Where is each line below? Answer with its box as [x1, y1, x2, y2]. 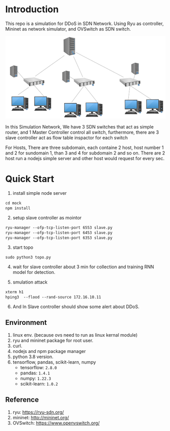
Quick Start [5, 173, 54, 185]
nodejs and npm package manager [12, 348, 86, 354]
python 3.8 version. [12, 353, 53, 360]
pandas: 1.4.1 [20, 370, 50, 376]
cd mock [5, 200, 22, 206]
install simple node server [12, 190, 67, 196]
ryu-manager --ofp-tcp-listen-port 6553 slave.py [5, 225, 113, 230]
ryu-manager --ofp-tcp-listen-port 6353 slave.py [5, 235, 113, 240]
